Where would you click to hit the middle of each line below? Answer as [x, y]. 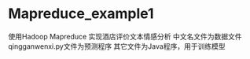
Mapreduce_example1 [81, 14]
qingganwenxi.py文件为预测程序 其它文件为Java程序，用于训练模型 [117, 46]
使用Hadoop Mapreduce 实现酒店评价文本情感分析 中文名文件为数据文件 [125, 36]
